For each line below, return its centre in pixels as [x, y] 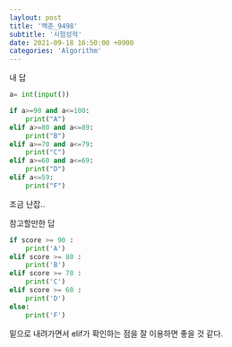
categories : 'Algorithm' [56, 51]
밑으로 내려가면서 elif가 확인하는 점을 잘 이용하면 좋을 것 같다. [116, 334]
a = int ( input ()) [39, 95]
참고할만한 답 [32, 223]
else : [19, 307]
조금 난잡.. [27, 204]
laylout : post [36, 17]
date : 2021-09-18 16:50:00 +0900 [72, 43]
